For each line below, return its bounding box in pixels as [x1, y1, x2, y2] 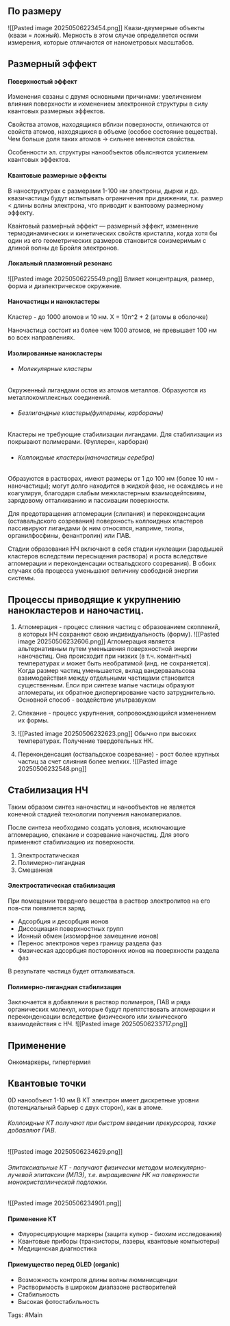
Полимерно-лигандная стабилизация [8, 982, 122, 991]
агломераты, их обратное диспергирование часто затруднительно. [17, 689, 216, 697]
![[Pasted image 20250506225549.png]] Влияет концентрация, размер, [8, 274, 215, 283]
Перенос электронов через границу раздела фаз [17, 939, 162, 947]
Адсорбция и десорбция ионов [17, 917, 109, 925]
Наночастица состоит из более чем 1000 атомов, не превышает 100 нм [8, 326, 218, 335]
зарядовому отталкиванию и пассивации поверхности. [8, 497, 170, 505]
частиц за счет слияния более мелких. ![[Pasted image [17, 757, 177, 766]
